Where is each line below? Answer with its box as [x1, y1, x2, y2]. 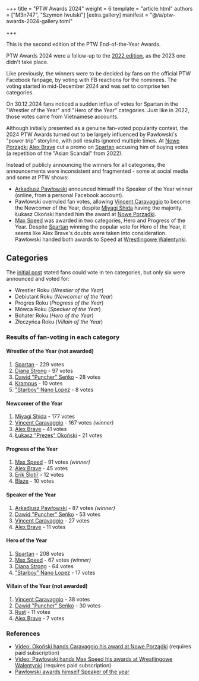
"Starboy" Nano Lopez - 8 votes [14, 386, 94, 393]
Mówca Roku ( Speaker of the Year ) [14, 305, 101, 312]
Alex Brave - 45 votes [14, 465, 68, 472]
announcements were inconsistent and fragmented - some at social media [6, 167, 188, 175]
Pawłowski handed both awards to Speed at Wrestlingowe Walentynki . [14, 236, 187, 243]
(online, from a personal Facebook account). [14, 192, 124, 198]
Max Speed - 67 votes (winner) [14, 556, 91, 563]
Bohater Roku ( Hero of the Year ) [14, 312, 94, 319]
